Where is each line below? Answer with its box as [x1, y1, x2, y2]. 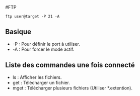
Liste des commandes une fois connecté [5, 61, 135, 69]
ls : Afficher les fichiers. [12, 74, 62, 80]
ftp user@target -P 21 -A [5, 14, 59, 19]
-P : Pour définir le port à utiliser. [12, 41, 81, 47]
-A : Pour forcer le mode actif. [12, 46, 75, 52]
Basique [5, 28, 32, 36]
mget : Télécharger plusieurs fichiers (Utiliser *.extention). [12, 85, 132, 91]
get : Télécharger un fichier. [12, 79, 71, 85]
